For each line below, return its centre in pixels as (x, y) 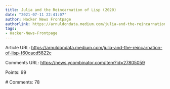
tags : (11, 29)
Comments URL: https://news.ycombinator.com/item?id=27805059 (75, 63)
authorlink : (18, 24)
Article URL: (18, 48)
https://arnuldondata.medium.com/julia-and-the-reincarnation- (97, 48)
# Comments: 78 (23, 82)
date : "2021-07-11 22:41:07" (36, 15)
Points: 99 (16, 72)
